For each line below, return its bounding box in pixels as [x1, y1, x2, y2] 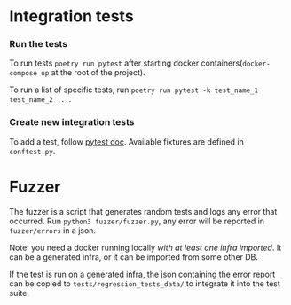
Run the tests [9, 38, 68, 51]
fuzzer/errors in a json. [9, 224, 96, 236]
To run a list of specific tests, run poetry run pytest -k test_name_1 [9, 84, 259, 95]
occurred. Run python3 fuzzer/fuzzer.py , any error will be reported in [9, 215, 264, 226]
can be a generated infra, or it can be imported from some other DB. [9, 251, 259, 262]
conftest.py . [9, 145, 56, 156]
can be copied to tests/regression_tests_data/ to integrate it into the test [9, 278, 281, 289]
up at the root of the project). [41, 67, 145, 78]
